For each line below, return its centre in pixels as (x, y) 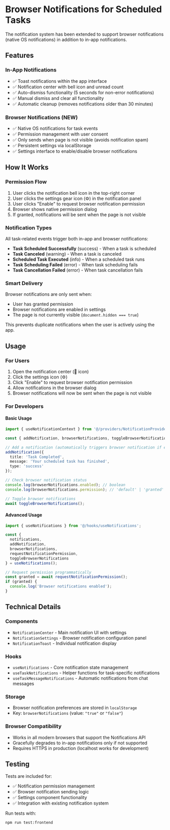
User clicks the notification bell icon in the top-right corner (74, 193)
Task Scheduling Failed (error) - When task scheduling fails (75, 264)
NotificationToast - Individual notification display (65, 643)
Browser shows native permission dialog (55, 209)
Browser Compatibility (33, 727)
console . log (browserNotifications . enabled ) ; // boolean (65, 485)
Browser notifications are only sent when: (49, 294)
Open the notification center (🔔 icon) (51, 371)
